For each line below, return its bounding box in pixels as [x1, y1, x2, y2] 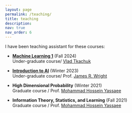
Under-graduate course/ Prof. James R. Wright [12, 73, 107, 79]
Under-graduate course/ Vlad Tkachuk [12, 58, 91, 64]
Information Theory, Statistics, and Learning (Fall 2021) [12, 97, 128, 103]
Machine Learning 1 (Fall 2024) [12, 53, 77, 59]
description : [5, 21, 32, 26]
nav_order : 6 [5, 30, 32, 35]
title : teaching [5, 16, 38, 21]
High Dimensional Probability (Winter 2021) [12, 83, 102, 88]
